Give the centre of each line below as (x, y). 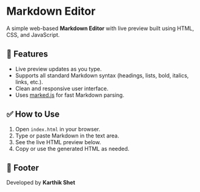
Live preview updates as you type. (58, 69)
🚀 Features (27, 54)
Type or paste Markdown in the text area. (67, 136)
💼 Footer (23, 168)
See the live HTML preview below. (58, 142)
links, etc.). (29, 82)
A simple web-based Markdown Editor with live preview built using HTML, (100, 28)
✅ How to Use (33, 114)
